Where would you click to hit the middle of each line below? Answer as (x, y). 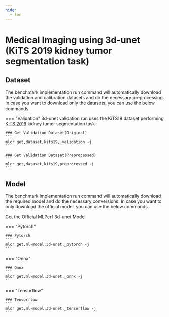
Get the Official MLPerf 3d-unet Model (45, 217)
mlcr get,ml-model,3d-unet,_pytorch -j (47, 245)
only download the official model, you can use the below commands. (77, 207)
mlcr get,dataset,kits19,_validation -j (49, 142)
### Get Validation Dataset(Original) (46, 133)
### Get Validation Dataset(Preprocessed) (51, 155)
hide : (11, 10)
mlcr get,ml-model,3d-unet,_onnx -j (44, 277)
